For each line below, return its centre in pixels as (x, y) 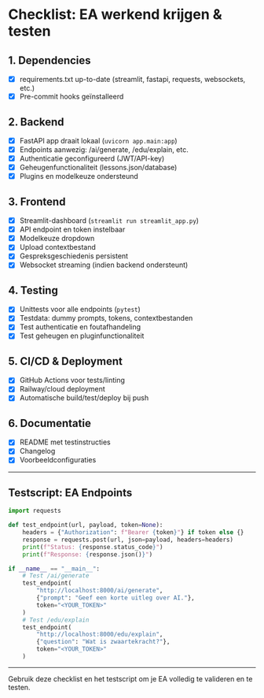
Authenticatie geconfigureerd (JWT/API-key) (92, 158)
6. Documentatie (50, 423)
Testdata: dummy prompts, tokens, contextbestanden (106, 318)
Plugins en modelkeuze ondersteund (79, 176)
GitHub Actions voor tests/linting (72, 381)
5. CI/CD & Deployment (66, 361)
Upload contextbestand (57, 247)
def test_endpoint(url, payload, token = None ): (86, 525)
